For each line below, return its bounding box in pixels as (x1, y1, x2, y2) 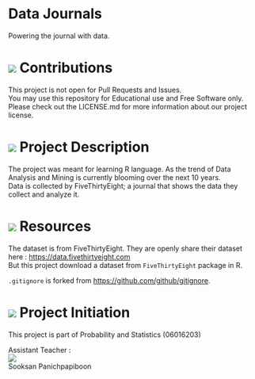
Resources (19, 217, 92, 235)
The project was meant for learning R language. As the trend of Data (8, 164, 231, 174)
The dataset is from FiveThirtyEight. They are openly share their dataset (8, 243, 243, 253)
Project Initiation (19, 303, 131, 321)
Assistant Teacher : (8, 345, 71, 354)
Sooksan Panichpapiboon (8, 362, 92, 371)
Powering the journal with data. (8, 31, 110, 40)
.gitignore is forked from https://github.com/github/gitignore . (8, 275, 211, 285)
